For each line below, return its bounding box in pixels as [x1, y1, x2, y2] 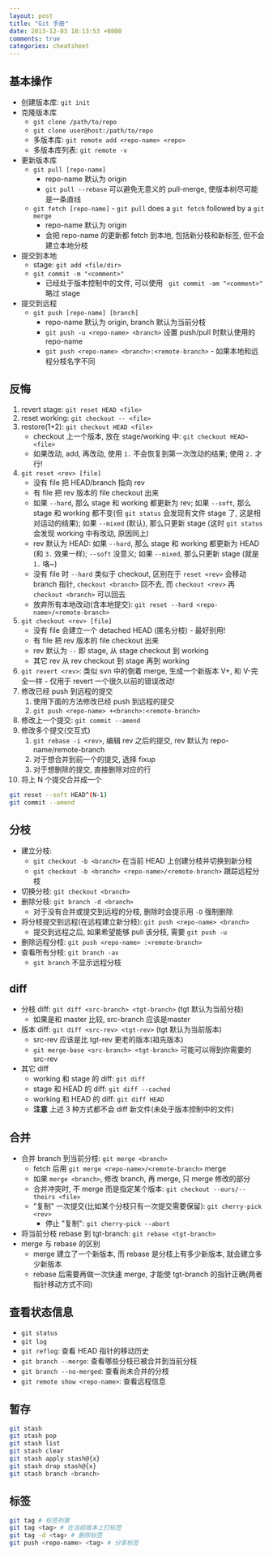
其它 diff [20, 1063, 49, 1073]
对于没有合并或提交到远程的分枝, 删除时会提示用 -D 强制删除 [32, 907, 233, 916]
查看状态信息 [9, 1306, 74, 1319]
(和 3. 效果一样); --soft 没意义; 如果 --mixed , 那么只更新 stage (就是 [32, 548, 259, 558]
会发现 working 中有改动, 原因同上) [32, 528, 149, 538]
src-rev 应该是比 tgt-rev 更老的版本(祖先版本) [32, 1035, 184, 1045]
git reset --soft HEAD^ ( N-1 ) [9, 790, 108, 799]
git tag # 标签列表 [9, 1516, 70, 1524]
